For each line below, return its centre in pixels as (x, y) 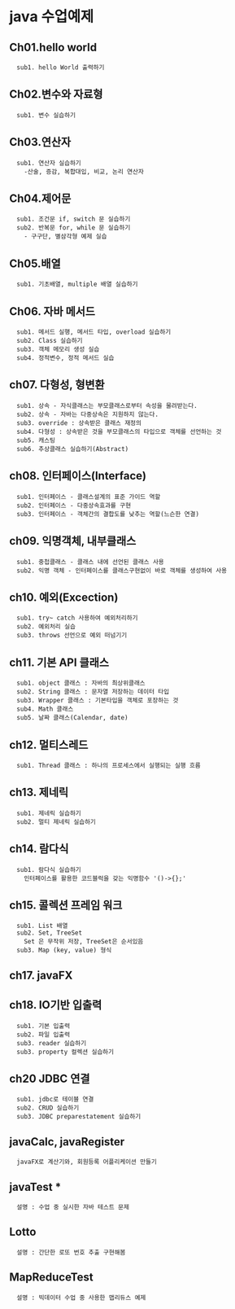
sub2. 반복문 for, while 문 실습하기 (74, 228)
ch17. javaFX (41, 975)
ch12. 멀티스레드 (49, 744)
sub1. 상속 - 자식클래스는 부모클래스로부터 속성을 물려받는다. (107, 405)
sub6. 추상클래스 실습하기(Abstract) (73, 449)
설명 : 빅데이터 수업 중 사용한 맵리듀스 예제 (81, 1298)
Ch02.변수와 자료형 (56, 94)
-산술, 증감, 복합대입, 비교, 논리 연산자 (84, 172)
